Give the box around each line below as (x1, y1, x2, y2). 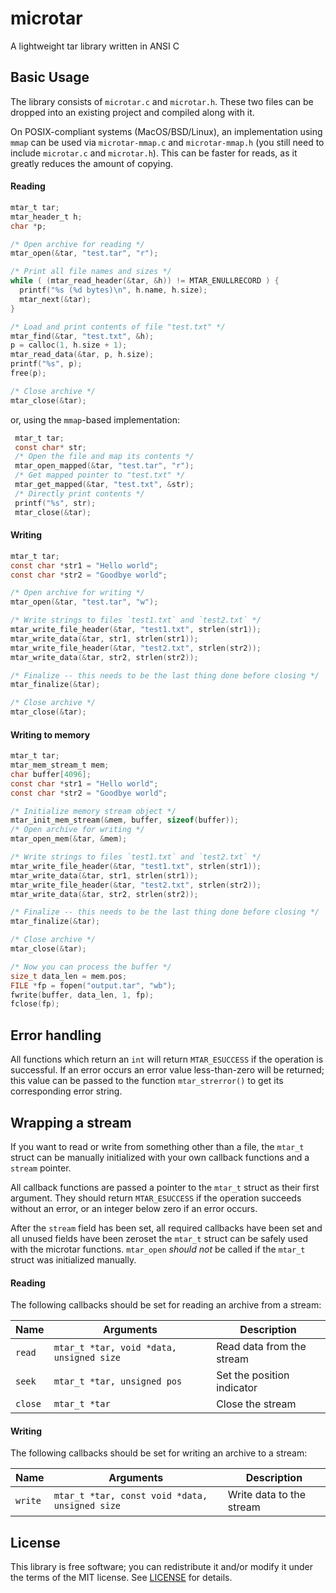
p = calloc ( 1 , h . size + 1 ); (10, 340, 128, 351)
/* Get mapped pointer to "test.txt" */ (14, 470, 186, 481)
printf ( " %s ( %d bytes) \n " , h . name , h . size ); (19, 285, 208, 296)
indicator (216, 1381, 258, 1395)
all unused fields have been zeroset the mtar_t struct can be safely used (10, 1232, 309, 1244)
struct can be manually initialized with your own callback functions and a (10, 1151, 310, 1163)
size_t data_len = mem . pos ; (10, 971, 128, 981)
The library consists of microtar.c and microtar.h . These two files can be (10, 95, 314, 107)
